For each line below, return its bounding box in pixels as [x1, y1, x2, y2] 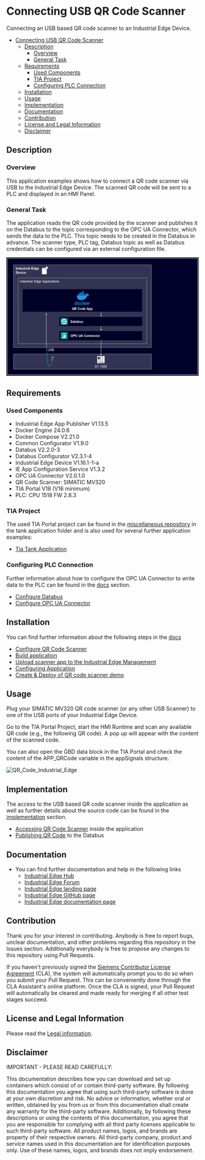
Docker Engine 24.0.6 [15, 426, 70, 434]
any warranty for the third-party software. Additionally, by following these [6, 1107, 191, 1115]
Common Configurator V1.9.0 [15, 440, 89, 447]
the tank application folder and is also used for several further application [6, 527, 191, 534]
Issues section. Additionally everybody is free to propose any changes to [6, 945, 190, 952]
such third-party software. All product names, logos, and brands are [6, 1127, 178, 1134]
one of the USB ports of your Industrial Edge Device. [6, 712, 138, 719]
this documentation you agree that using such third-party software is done [6, 1089, 194, 1096]
